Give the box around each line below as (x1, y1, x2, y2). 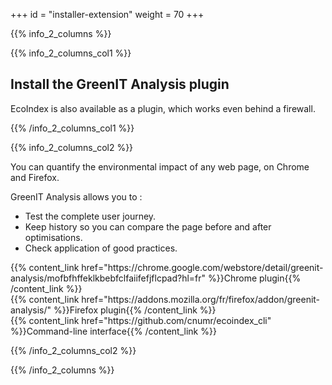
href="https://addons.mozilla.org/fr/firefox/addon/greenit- (81, 293, 321, 305)
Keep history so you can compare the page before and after (24, 220, 272, 233)
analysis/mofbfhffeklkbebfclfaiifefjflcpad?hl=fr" (10, 272, 207, 284)
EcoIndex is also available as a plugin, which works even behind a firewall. (10, 102, 316, 114)
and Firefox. (10, 171, 60, 183)
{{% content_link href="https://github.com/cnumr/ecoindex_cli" (10, 314, 272, 326)
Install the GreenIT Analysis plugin (10, 76, 230, 93)
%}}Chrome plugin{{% (208, 272, 302, 284)
